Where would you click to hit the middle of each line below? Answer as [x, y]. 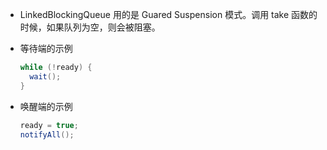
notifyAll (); [47, 134]
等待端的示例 [46, 48]
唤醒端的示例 [46, 106]
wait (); [45, 76]
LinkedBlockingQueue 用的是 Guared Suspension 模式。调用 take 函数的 [168, 14]
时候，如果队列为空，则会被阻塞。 [90, 27]
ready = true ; [49, 125]
